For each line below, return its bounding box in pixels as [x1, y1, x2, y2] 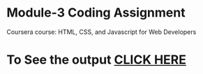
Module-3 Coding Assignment [6, 5, 186, 21]
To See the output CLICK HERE [6, 52, 186, 68]
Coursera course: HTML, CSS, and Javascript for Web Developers [6, 28, 197, 36]
